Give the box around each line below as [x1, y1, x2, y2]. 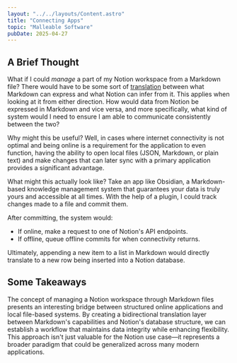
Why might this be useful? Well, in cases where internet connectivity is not [7, 133, 224, 142]
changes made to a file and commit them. [7, 200, 129, 208]
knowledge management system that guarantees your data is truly [27, 185, 221, 194]
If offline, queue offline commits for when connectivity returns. [17, 234, 200, 244]
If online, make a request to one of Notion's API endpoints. [17, 227, 188, 236]
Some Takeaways [7, 276, 87, 288]
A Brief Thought [7, 56, 79, 68]
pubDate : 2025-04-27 [7, 30, 69, 37]
